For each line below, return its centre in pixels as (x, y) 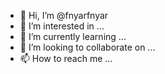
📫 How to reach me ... (66, 58)
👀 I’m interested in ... (62, 26)
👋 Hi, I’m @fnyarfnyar (64, 15)
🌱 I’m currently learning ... (73, 36)
